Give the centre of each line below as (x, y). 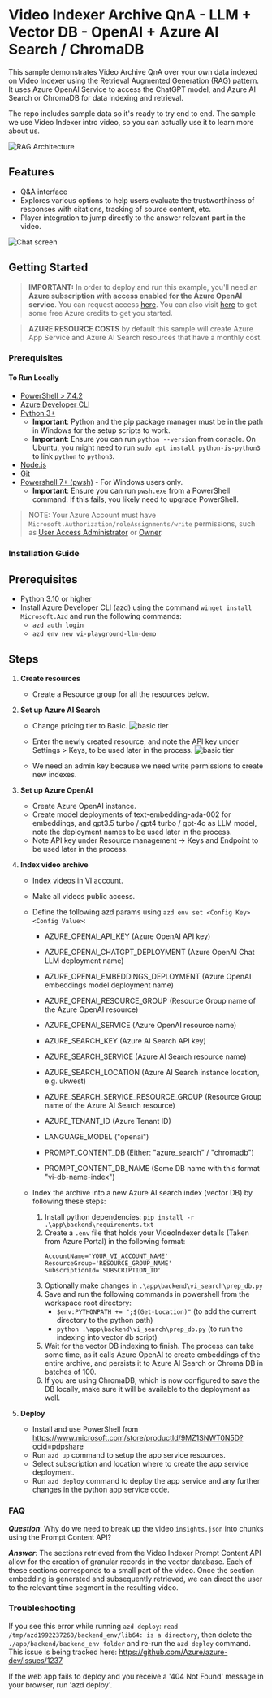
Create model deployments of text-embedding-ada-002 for (132, 814)
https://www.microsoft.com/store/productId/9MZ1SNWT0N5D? (138, 1438)
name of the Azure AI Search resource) (110, 1105)
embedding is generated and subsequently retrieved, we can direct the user (136, 1579)
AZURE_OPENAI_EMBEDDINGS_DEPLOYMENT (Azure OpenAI (148, 977)
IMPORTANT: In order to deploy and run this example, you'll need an (143, 287)
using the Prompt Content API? (60, 1537)
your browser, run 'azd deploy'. (60, 1685)
